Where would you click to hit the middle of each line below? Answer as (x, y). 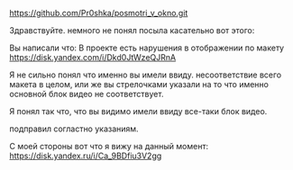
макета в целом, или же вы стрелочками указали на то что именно (139, 84)
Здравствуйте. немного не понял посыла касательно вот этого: (132, 30)
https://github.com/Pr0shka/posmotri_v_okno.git (99, 13)
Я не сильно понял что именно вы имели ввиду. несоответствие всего (146, 75)
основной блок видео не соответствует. (87, 94)
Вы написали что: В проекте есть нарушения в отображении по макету (147, 48)
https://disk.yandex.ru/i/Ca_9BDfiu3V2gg (86, 156)
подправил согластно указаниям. (74, 129)
